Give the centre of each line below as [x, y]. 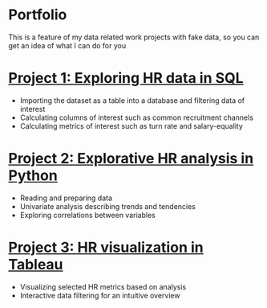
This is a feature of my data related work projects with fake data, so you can [134, 37]
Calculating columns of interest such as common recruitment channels [137, 117]
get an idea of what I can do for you [67, 45]
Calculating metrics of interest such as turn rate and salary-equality [131, 125]
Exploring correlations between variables [88, 215]
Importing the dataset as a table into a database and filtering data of [132, 100]
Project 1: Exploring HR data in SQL [126, 78]
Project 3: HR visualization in [106, 248]
